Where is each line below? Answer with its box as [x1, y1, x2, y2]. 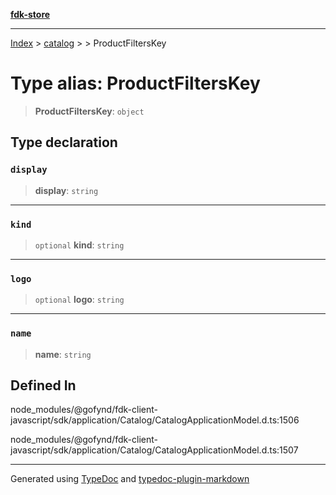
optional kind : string [34, 239, 125, 251]
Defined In [10, 377, 77, 394]
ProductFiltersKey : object [34, 105, 145, 117]
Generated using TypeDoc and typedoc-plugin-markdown [10, 473, 250, 485]
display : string [34, 184, 99, 196]
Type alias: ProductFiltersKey [10, 72, 261, 95]
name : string [34, 348, 92, 360]
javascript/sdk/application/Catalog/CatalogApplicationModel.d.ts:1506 [10, 414, 300, 426]
